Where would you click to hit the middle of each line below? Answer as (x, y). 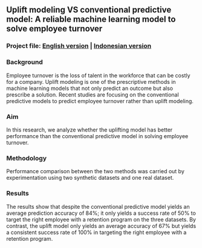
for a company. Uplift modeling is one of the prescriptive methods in (91, 81)
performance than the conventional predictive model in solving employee (97, 136)
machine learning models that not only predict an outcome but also (90, 88)
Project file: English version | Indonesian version (79, 46)
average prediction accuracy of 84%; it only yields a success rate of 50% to (101, 213)
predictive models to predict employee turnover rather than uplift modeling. (100, 101)
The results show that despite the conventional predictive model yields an (98, 206)
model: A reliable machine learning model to (91, 20)
